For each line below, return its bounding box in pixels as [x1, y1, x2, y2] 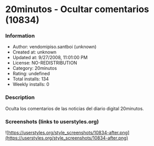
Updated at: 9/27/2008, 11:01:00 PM [12, 55, 88, 61]
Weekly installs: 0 [12, 81, 50, 87]
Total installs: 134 [12, 76, 49, 82]
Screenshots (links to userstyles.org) [5, 118, 99, 125]
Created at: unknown [12, 49, 57, 55]
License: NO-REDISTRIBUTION [12, 60, 78, 66]
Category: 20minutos [12, 65, 57, 71]
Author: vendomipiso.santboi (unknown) [12, 44, 97, 50]
